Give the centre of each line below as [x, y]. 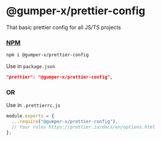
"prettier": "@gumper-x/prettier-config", [59, 77]
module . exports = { [30, 116]
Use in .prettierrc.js [33, 105]
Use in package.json [31, 66]
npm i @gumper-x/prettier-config [48, 55]
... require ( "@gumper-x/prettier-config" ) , [65, 122]
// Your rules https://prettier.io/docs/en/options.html [83, 127]
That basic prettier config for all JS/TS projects [64, 27]
